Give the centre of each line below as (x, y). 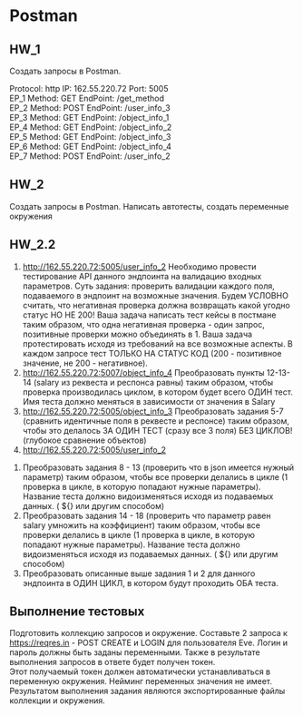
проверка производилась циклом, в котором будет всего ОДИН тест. (157, 392)
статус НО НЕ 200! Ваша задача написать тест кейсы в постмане (149, 315)
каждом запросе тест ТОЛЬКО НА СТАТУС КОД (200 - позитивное (152, 353)
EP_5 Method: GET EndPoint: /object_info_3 (90, 137)
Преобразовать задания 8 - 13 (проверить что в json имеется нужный (158, 467)
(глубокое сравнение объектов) (84, 440)
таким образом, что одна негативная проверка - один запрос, (143, 324)
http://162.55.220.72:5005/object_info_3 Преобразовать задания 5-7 (153, 411)
